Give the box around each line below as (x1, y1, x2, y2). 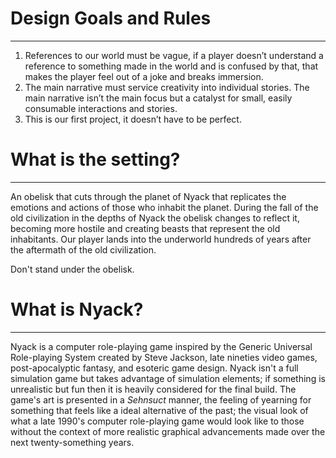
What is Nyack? (10, 298, 144, 321)
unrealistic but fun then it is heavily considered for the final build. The (10, 383, 297, 395)
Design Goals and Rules (10, 7, 212, 30)
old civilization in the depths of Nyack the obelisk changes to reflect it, (10, 212, 300, 224)
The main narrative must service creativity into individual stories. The (24, 81, 310, 93)
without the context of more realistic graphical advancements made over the (10, 425, 326, 437)
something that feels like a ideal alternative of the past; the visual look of (10, 404, 309, 416)
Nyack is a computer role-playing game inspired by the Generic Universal (10, 340, 313, 352)
